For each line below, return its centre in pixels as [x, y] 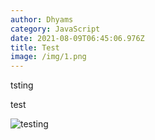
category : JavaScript [55, 29]
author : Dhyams [42, 19]
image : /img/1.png [48, 57]
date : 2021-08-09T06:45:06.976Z [77, 38]
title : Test [35, 47]
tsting [22, 85]
